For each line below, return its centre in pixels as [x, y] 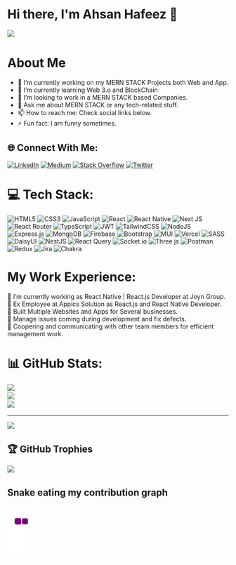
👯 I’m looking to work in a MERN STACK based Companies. [103, 97]
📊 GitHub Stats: [55, 363]
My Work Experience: [72, 277]
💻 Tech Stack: [51, 194]
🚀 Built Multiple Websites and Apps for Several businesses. [92, 311]
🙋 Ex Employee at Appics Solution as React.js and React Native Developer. [114, 304]
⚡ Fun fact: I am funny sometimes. [67, 123]
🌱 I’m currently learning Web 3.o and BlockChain [87, 90]
